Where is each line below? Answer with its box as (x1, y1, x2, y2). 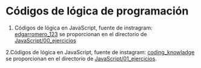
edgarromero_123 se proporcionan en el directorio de (14, 30, 147, 37)
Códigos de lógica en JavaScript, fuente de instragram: (14, 24, 153, 31)
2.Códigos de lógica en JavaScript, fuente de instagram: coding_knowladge (5, 48, 195, 55)
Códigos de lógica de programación (5, 4, 189, 18)
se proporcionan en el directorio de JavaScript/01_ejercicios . (5, 55, 157, 62)
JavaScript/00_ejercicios (14, 37, 76, 44)
